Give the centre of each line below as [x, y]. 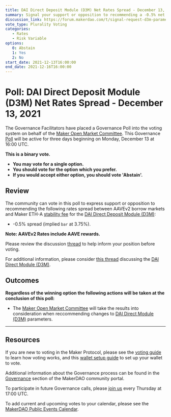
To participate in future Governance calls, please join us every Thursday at [83, 388]
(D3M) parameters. [33, 319]
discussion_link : [24, 19]
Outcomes [22, 280]
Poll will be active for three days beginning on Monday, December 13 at [80, 139]
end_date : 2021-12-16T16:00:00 [38, 67]
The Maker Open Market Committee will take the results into [76, 308]
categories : [18, 29]
